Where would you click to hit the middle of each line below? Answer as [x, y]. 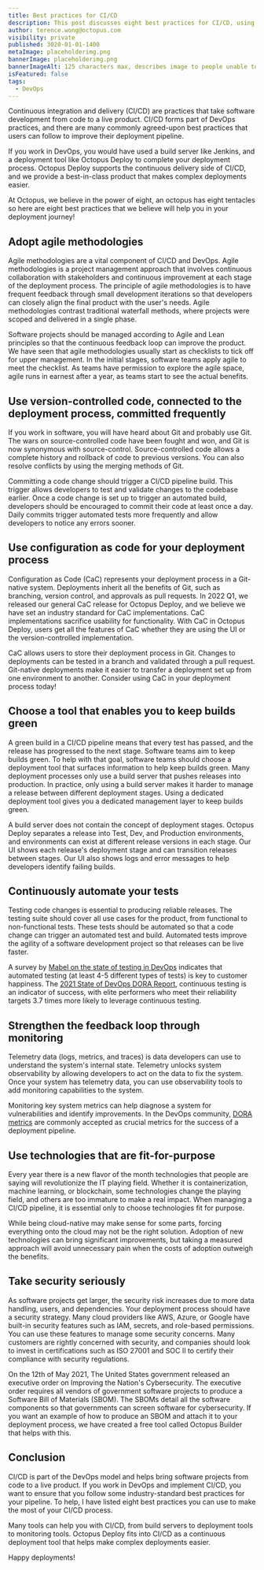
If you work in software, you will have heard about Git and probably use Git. [130, 432]
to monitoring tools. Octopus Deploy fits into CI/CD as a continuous [117, 1534]
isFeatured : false [38, 74]
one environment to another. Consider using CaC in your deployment [119, 677]
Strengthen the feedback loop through [104, 1025]
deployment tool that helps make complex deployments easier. [109, 1542]
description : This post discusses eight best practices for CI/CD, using [132, 23]
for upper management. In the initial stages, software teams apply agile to [127, 360]
